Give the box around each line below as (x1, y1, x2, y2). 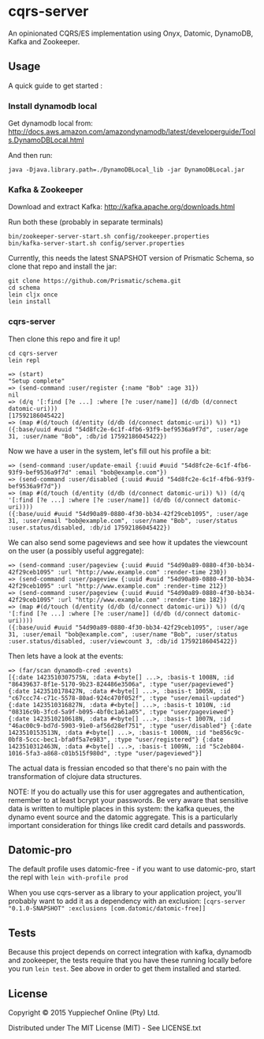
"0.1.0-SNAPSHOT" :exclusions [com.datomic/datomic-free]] (8, 905, 206, 913)
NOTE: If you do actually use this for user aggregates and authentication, (8, 787, 245, 796)
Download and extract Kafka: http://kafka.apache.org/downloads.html (8, 202, 236, 212)
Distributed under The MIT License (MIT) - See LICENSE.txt (8, 1023, 202, 1033)
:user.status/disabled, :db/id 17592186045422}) (8, 524, 171, 532)
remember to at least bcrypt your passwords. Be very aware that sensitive (8, 795, 249, 804)
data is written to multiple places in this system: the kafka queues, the (8, 804, 235, 813)
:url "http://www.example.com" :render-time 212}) (58, 582, 227, 590)
